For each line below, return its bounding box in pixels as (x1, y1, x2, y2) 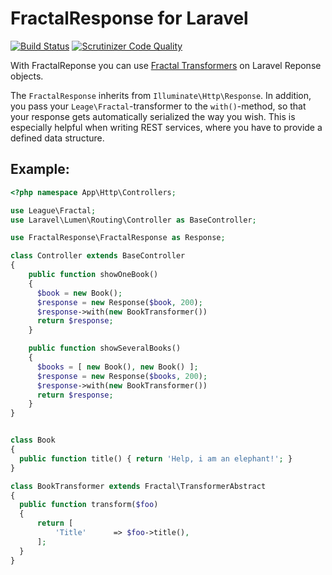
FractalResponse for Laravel (10, 7, 249, 30)
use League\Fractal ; (10, 205, 97, 216)
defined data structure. (10, 132, 105, 144)
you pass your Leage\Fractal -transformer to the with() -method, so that (10, 100, 307, 112)
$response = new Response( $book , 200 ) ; (36, 297, 203, 307)
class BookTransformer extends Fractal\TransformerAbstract (10, 481, 267, 491)
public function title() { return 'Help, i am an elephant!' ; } (19, 453, 293, 464)
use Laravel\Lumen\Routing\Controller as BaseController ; (10, 215, 257, 225)
